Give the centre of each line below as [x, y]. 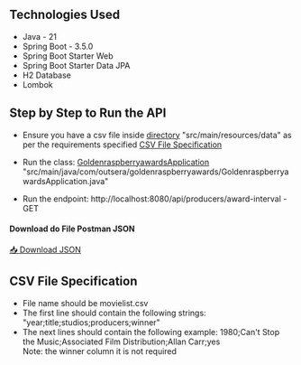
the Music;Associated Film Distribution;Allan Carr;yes [121, 342]
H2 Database [47, 75]
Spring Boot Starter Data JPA [76, 65]
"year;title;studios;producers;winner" [91, 322]
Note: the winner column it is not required [100, 351]
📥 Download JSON [45, 249]
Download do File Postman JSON [72, 229]
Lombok [38, 84]
